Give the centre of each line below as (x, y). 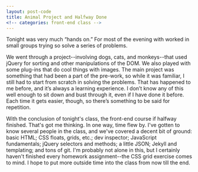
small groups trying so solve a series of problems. (67, 46)
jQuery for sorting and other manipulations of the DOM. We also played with (98, 63)
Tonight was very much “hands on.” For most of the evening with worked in (98, 40)
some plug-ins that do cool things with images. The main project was (90, 70)
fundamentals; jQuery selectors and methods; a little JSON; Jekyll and (92, 144)
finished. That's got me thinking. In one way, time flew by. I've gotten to (93, 125)
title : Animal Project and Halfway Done (57, 17)
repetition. (19, 108)
